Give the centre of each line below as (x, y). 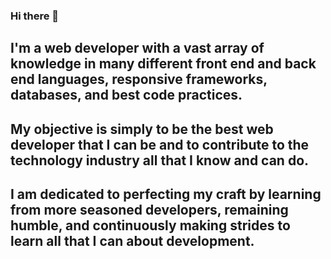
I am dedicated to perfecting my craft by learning (166, 194)
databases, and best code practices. (126, 95)
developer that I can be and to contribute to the (160, 144)
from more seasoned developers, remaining (149, 210)
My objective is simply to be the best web (142, 129)
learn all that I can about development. (132, 241)
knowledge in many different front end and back (163, 64)
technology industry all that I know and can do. (160, 160)
